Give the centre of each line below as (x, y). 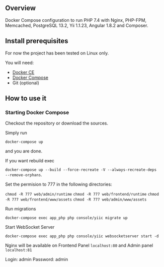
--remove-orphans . (24, 175)
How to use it (26, 99)
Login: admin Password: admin (37, 260)
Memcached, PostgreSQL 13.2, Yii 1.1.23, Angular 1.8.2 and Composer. (77, 25)
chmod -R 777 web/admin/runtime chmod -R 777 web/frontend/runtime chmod (82, 195)
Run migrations (21, 209)
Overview (21, 8)
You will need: (19, 63)
